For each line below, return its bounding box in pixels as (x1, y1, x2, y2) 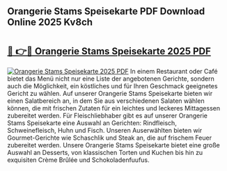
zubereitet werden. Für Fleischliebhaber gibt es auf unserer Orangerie (7, 111, 208, 120)
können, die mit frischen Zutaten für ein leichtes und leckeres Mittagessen (7, 104, 221, 112)
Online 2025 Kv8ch (7, 17, 93, 28)
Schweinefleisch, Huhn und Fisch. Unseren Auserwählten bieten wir (7, 127, 203, 134)
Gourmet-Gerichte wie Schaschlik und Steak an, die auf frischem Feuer (7, 133, 212, 142)
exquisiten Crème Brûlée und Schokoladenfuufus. (7, 156, 150, 164)
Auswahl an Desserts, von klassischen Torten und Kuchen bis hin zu (7, 149, 203, 156)
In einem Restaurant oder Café (130, 67, 218, 75)
